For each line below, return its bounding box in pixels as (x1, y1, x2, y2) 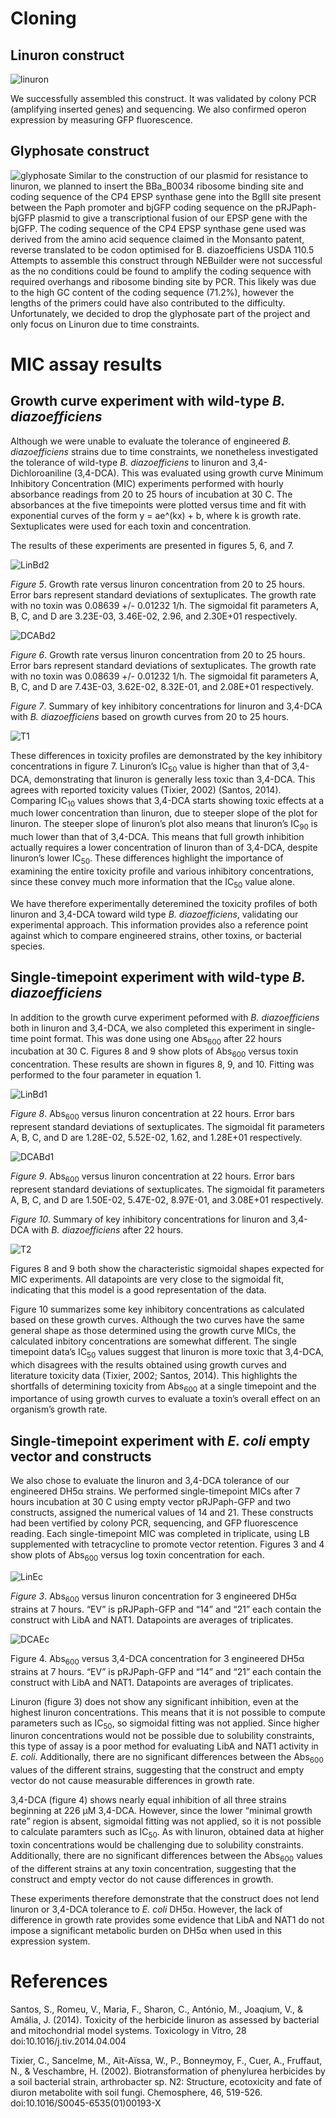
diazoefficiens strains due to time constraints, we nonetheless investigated (10, 445, 319, 457)
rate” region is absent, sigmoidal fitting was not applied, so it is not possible (10, 1815, 322, 1827)
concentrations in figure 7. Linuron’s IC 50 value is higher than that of (10, 760, 290, 774)
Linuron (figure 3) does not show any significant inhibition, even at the (10, 1695, 299, 1707)
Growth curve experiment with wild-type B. (10, 393, 286, 410)
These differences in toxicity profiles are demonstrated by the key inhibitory (10, 749, 323, 761)
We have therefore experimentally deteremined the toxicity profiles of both (10, 897, 318, 909)
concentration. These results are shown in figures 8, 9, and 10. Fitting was (10, 1058, 315, 1071)
